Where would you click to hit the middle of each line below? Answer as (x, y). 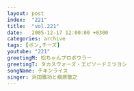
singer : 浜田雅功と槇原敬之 (42, 77)
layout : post (26, 13)
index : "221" (27, 20)
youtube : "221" (29, 52)
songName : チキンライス (38, 70)
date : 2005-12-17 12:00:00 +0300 (58, 32)
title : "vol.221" (33, 26)
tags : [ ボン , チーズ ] (33, 45)
